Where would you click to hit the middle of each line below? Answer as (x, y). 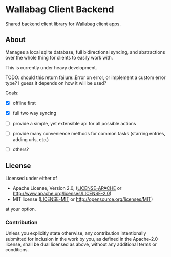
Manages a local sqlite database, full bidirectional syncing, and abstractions (85, 52)
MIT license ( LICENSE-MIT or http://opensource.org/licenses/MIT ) (83, 199)
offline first (24, 103)
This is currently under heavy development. (51, 67)
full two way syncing (34, 113)
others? (21, 149)
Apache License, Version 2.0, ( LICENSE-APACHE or (67, 188)
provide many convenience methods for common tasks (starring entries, (89, 133)
